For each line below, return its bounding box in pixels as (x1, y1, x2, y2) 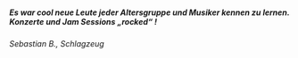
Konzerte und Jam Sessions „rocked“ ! (9, 16, 158, 26)
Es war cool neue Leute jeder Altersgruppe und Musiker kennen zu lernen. (9, 7, 290, 18)
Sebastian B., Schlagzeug (9, 38, 104, 48)
